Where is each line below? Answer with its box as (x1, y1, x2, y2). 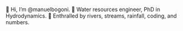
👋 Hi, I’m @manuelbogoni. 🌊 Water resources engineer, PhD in (5, 6, 161, 13)
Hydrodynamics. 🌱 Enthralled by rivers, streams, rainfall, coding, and (5, 12, 177, 19)
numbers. (5, 19, 30, 26)
